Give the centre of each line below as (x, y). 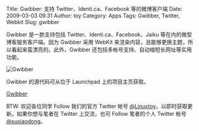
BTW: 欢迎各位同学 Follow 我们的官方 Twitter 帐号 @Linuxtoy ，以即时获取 (97, 106)
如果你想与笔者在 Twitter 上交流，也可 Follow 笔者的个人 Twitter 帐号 (102, 114)
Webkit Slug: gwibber (33, 22)
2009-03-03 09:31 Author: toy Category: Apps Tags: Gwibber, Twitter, (93, 16)
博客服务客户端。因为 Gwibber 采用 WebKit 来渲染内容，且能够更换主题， (97, 42)
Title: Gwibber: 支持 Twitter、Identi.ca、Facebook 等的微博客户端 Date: (94, 9)
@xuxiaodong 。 (26, 121)
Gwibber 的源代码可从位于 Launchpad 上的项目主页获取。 (78, 81)
